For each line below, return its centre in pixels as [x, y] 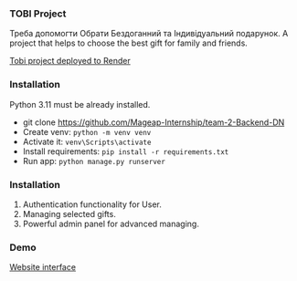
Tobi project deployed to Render [70, 61]
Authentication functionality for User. [92, 204]
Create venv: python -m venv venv [87, 131]
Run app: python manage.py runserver [94, 161]
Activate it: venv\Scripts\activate [87, 141]
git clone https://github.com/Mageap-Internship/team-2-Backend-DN [154, 122]
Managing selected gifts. [69, 213]
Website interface [42, 267]
